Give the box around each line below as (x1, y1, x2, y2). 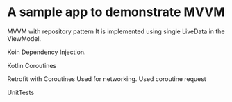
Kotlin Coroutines (7, 61, 57, 69)
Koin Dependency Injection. (7, 48, 86, 56)
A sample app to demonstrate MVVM (7, 4, 225, 20)
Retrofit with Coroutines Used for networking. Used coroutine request (7, 74, 206, 83)
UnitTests (7, 88, 35, 96)
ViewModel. (7, 34, 42, 42)
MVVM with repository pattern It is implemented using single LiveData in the (7, 27, 225, 35)
